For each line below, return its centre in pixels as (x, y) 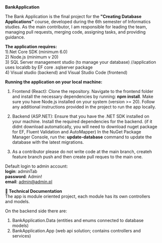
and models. (18, 201)
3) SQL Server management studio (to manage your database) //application (81, 62)
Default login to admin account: (36, 166)
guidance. (15, 37)
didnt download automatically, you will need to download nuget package (85, 127)
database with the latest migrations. (48, 142)
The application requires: (31, 47)
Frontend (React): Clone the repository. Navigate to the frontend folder (83, 91)
